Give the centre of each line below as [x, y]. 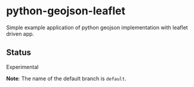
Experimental [22, 67]
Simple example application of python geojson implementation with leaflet [97, 27]
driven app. [20, 33]
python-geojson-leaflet [66, 11]
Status [19, 53]
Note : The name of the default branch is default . [66, 78]
